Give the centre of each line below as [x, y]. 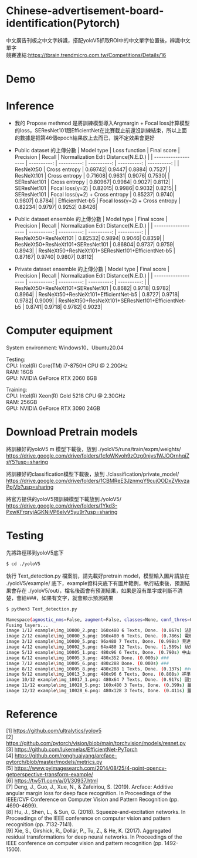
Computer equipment [60, 331]
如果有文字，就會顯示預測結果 [77, 597]
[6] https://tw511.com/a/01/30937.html [52, 780]
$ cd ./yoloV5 [23, 564]
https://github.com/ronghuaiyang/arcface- [66, 755]
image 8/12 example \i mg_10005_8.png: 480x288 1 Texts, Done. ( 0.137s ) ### [99, 669]
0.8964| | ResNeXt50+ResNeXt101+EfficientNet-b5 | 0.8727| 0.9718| [97, 295]
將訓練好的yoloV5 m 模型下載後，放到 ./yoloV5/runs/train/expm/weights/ [94, 449]
